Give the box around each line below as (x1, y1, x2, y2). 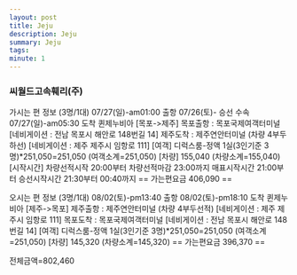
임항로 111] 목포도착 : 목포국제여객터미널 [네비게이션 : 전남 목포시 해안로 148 (25, 215, 288, 225)
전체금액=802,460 (9, 255, 75, 266)
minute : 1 (9, 54, 46, 63)
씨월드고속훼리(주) (9, 85, 83, 98)
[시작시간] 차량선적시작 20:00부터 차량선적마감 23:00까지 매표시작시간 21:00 (9, 162, 277, 173)
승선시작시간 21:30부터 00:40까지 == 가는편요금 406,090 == (18, 174, 233, 185)
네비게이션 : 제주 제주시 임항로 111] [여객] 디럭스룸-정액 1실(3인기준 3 (30, 140, 270, 151)
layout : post (9, 12, 58, 22)
